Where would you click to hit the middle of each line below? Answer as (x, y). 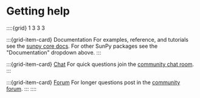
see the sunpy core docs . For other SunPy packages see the (82, 46)
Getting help (38, 11)
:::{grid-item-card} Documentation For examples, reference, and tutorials (98, 39)
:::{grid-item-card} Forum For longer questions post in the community (93, 82)
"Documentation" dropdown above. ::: (54, 52)
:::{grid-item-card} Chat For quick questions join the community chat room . (100, 64)
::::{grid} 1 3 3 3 (26, 28)
